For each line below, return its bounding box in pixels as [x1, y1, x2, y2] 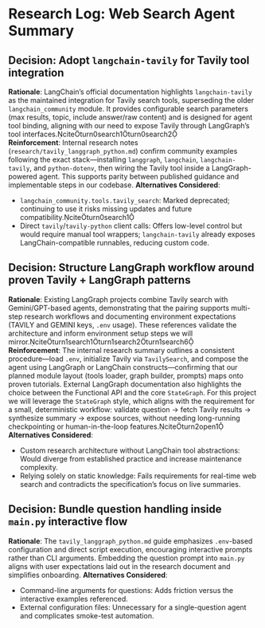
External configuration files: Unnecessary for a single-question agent [19, 602, 247, 612]
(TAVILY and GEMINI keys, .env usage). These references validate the [8, 320, 237, 329]
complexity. [19, 462, 58, 472]
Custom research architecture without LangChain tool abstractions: [19, 445, 240, 455]
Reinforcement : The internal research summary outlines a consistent [8, 345, 235, 355]
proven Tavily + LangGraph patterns [8, 273, 191, 287]
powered [8, 172, 37, 181]
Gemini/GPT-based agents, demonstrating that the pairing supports [8, 303, 229, 312]
